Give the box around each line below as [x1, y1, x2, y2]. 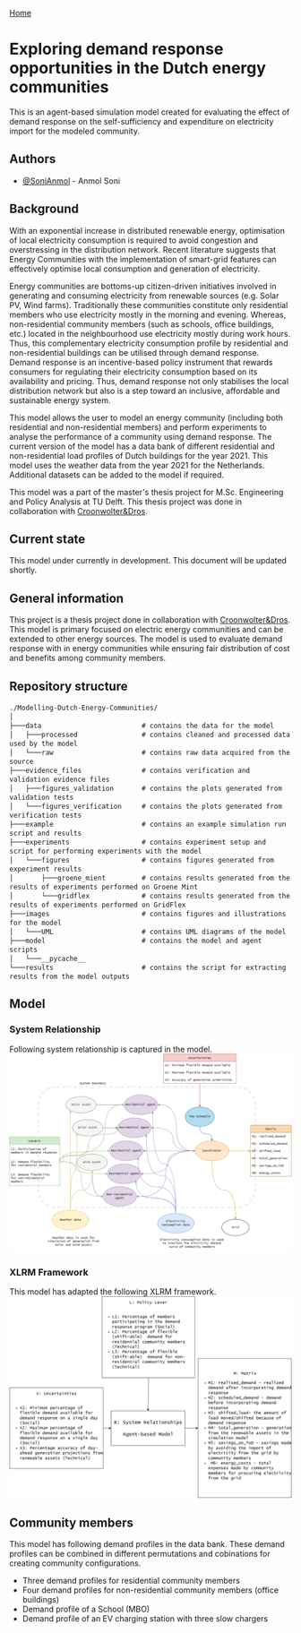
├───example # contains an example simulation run [9, 820, 287, 829]
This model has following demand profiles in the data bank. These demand [9, 1539, 285, 1550]
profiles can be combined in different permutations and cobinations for [9, 1549, 271, 1560]
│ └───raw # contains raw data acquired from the [9, 748, 291, 757]
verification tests [9, 811, 82, 820]
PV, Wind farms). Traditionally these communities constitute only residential [9, 299, 288, 310]
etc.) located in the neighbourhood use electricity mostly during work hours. [9, 328, 291, 339]
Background [9, 202, 79, 217]
